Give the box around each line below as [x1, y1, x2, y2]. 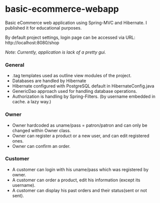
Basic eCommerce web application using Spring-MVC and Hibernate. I [5, 20, 147, 26]
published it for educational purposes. [5, 25, 82, 30]
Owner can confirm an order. [12, 143, 71, 149]
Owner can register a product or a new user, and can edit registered [12, 133, 149, 139]
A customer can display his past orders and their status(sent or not [12, 187, 147, 193]
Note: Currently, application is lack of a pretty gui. [5, 49, 106, 55]
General [5, 61, 24, 68]
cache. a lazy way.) [12, 99, 51, 105]
